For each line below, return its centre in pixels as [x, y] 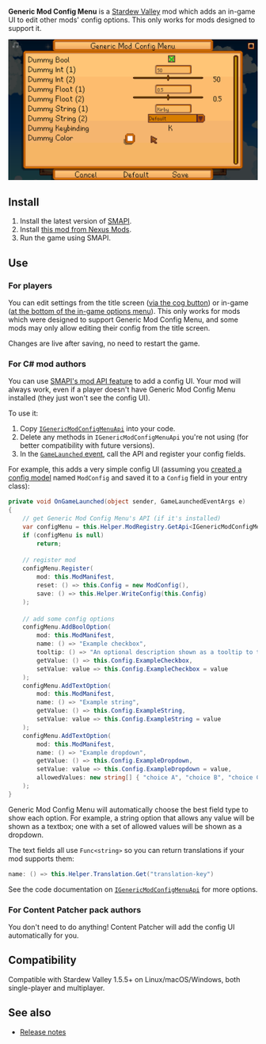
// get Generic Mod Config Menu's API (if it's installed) [122, 518]
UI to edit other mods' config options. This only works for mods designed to [132, 20]
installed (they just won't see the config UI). [79, 398]
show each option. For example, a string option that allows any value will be [131, 818]
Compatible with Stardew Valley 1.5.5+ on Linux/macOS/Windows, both [124, 979]
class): [19, 486]
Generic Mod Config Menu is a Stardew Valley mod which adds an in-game [132, 11]
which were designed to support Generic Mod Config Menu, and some [123, 319]
